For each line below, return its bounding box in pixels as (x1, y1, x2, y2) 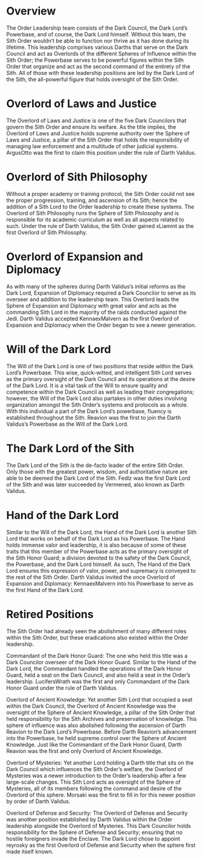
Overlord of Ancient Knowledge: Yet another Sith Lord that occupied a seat (6, 695, 193, 703)
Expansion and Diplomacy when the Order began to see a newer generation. (6, 321, 196, 328)
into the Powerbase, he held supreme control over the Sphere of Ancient (6, 734, 187, 741)
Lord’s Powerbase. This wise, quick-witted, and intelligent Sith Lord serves (6, 369, 192, 376)
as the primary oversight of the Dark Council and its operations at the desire (6, 375, 195, 382)
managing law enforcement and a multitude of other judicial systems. (6, 142, 179, 149)
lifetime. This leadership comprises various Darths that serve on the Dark (6, 44, 188, 51)
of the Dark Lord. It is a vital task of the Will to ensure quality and (6, 382, 168, 389)
